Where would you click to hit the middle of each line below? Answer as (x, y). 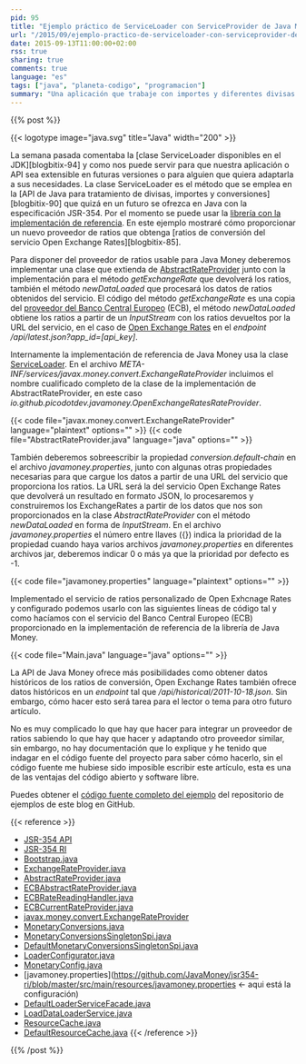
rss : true (29, 52)
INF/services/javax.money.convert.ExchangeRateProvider (118, 373)
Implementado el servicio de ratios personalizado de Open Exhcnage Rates (151, 598)
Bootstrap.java (50, 859)
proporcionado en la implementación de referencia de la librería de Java (145, 627)
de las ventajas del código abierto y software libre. (105, 777)
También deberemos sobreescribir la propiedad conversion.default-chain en (153, 457)
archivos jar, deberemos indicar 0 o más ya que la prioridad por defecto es (150, 553)
